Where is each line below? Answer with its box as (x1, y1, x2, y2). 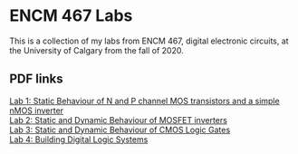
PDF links (9, 72, 63, 87)
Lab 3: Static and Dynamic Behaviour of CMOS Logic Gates (9, 124, 231, 135)
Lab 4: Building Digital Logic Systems (9, 133, 149, 145)
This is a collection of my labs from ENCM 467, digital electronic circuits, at (9, 35, 289, 46)
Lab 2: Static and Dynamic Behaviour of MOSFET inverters (9, 114, 228, 125)
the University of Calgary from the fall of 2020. (9, 44, 184, 55)
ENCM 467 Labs (9, 5, 133, 26)
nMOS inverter (9, 105, 64, 116)
